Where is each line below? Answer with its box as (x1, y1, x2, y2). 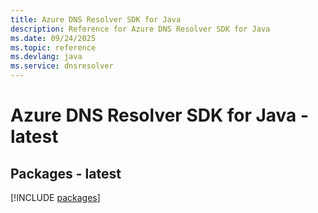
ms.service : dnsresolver (10, 61, 114, 71)
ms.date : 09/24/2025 (10, 33, 97, 43)
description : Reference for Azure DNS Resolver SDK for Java (10, 24, 271, 34)
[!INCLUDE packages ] (10, 192, 101, 203)
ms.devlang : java (10, 52, 83, 62)
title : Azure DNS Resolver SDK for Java (10, 14, 182, 25)
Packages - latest (10, 165, 122, 182)
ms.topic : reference (10, 42, 97, 53)
